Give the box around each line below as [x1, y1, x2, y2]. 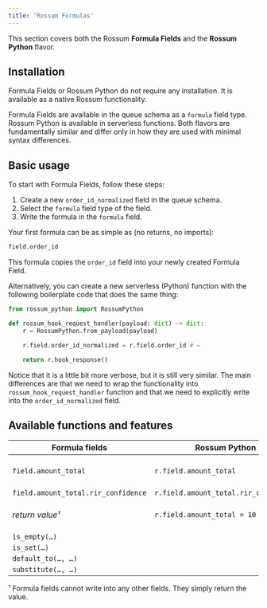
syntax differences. [8, 135, 72, 145]
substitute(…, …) [12, 565, 78, 575]
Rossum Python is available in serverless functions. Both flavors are [8, 119, 230, 128]
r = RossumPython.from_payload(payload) [22, 327, 158, 335]
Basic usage [8, 159, 70, 172]
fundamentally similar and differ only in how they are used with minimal [8, 127, 242, 136]
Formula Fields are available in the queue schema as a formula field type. [8, 110, 248, 120]
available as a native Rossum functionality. [8, 95, 147, 104]
